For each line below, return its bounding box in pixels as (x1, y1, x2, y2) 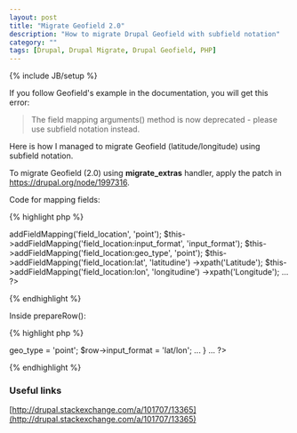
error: (9, 97, 30, 108)
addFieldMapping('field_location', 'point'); (9, 229, 162, 240)
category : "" (9, 37, 58, 47)
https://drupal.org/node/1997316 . (9, 177, 131, 188)
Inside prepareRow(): (9, 310, 86, 321)
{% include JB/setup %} (9, 70, 98, 81)
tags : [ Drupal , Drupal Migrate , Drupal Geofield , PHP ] (9, 46, 217, 55)
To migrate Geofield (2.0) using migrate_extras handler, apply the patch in (9, 168, 282, 179)
